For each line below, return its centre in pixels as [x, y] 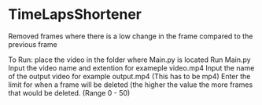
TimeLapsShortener [75, 14]
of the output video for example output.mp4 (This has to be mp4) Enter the [129, 76]
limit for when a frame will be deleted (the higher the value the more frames [131, 85]
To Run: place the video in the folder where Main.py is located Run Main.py [129, 60]
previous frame [33, 44]
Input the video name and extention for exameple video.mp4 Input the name [131, 67]
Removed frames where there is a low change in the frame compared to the [131, 36]
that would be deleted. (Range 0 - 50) [69, 92]
